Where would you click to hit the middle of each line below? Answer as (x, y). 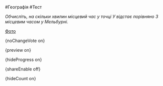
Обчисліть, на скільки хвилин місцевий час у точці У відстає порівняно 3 (82, 16)
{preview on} (18, 50)
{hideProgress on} (23, 60)
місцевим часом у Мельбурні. (37, 22)
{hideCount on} (21, 78)
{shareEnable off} (23, 69)
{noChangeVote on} (25, 41)
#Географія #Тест (23, 7)
